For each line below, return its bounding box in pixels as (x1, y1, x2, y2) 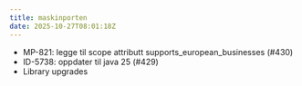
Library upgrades (22, 65, 89, 77)
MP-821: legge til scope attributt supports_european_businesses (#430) (22, 46, 294, 57)
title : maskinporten (9, 13, 89, 23)
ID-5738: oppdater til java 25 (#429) (22, 56, 160, 67)
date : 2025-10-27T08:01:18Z (9, 22, 117, 31)
